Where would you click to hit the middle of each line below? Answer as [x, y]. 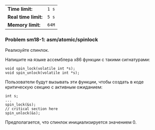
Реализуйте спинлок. [27, 50]
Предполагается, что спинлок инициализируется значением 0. [71, 122]
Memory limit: [24, 25]
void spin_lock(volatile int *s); [40, 69]
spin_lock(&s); [21, 105]
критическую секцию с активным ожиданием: [54, 87]
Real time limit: [25, 17]
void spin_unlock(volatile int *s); [42, 73]
